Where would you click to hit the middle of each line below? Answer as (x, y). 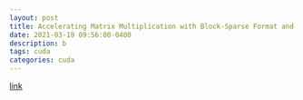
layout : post (34, 18)
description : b (38, 43)
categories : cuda (42, 60)
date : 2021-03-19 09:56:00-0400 (70, 35)
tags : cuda (30, 52)
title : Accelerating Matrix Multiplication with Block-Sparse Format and (152, 26)
